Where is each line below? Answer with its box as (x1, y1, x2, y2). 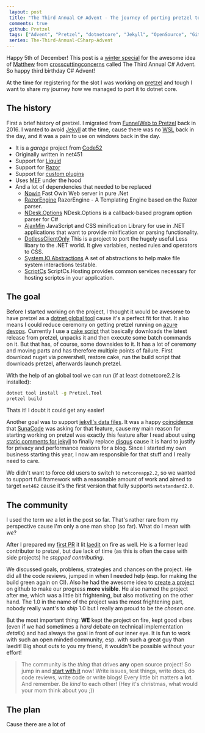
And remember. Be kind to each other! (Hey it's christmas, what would (21, 680, 198, 688)
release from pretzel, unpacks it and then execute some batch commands (6, 334, 192, 341)
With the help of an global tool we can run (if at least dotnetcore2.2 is (6, 371, 181, 379)
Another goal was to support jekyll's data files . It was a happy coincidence (6, 418, 193, 426)
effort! (6, 649, 23, 657)
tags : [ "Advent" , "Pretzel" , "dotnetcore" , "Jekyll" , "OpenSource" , (9, 32, 187, 38)
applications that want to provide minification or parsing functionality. (24, 228, 199, 236)
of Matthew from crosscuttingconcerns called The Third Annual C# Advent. (6, 60, 196, 68)
